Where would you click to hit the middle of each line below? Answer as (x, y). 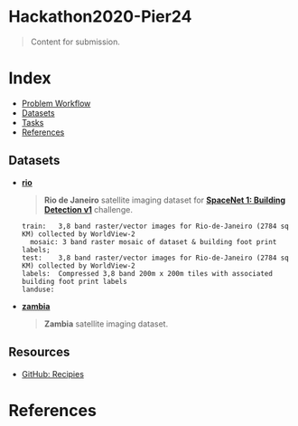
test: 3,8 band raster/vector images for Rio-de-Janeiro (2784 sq (155, 258)
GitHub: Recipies (53, 374)
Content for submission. (75, 42)
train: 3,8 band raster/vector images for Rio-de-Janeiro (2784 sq (155, 226)
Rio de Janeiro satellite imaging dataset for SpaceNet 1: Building (165, 200)
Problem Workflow (56, 103)
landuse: (38, 289)
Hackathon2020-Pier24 (100, 17)
